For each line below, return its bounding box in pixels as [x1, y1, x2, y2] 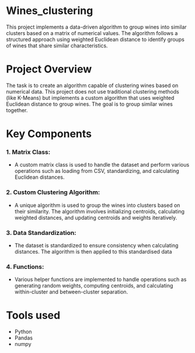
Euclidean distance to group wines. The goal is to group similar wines [6, 101, 173, 108]
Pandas [14, 334, 33, 341]
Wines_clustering [6, 4, 93, 18]
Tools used [6, 309, 61, 322]
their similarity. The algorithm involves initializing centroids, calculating [14, 207, 185, 214]
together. [6, 106, 28, 113]
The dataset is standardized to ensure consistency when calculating [14, 241, 179, 249]
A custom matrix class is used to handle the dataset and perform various [14, 161, 190, 168]
